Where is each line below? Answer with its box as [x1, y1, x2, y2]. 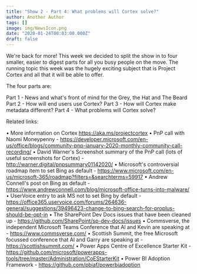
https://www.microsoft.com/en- [97, 167, 175, 174]
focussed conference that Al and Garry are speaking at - [6, 236, 143, 243]
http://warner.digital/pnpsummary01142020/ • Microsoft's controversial [6, 161, 179, 168]
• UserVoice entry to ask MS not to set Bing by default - [6, 193, 142, 199]
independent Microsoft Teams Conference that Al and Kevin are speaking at [6, 224, 190, 230]
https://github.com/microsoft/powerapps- [6, 249, 108, 256]
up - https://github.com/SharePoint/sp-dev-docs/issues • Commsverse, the [6, 217, 190, 224]
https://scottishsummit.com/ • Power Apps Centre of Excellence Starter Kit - [6, 243, 191, 249]
